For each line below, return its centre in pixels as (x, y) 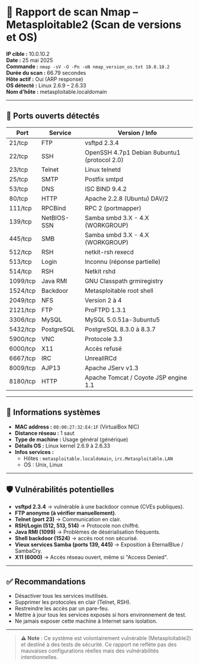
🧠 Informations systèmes (53, 412)
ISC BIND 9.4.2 (106, 188)
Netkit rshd (100, 271)
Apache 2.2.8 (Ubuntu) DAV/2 (127, 198)
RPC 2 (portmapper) (113, 208)
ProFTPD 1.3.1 (105, 310)
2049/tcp (23, 300)
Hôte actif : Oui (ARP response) (45, 79)
